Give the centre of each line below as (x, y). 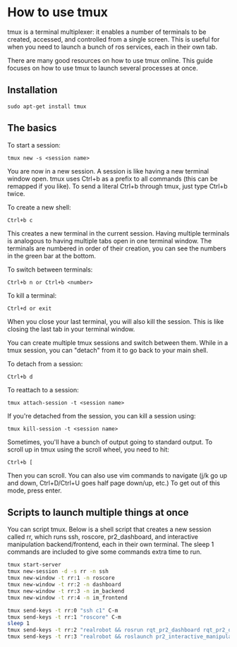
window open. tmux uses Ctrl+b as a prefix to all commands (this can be (113, 179)
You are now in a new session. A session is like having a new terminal (108, 171)
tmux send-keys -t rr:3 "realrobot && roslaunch (80, 637)
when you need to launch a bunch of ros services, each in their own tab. (112, 47)
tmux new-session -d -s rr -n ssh (58, 572)
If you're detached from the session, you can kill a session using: (102, 416)
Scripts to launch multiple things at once (98, 512)
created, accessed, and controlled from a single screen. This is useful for (114, 39)
